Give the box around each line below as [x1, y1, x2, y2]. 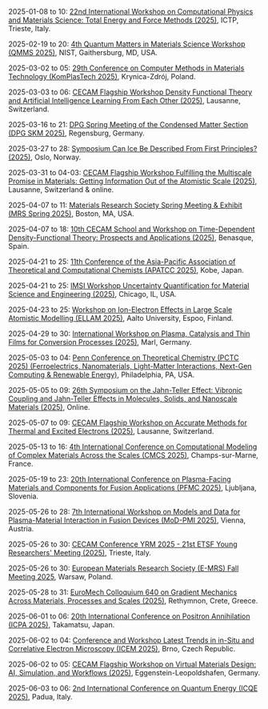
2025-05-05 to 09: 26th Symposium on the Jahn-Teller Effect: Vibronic [8, 386, 242, 395]
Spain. [8, 242, 30, 250]
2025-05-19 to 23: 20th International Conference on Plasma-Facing [8, 475, 232, 483]
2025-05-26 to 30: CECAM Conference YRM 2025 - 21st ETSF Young [8, 539, 238, 549]
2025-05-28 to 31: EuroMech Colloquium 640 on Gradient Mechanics [8, 587, 238, 597]
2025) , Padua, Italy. [8, 692, 74, 701]
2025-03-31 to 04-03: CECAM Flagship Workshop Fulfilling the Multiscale [8, 168, 252, 177]
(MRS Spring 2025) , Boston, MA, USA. [8, 209, 134, 218]
